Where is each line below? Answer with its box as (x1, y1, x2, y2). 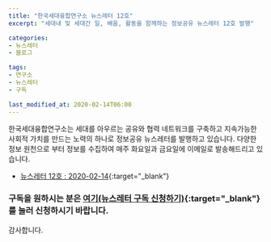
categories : (8, 34, 49, 42)
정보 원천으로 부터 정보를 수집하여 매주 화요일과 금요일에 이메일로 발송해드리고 (8, 144, 255, 153)
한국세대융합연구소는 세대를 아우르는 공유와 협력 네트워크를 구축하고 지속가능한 (8, 123, 257, 133)
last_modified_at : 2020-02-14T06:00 (8, 100, 132, 109)
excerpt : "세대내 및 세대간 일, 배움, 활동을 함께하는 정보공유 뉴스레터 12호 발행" (8, 19, 255, 27)
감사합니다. (8, 225, 44, 235)
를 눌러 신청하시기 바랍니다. (8, 205, 109, 216)
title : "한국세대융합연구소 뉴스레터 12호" (8, 11, 133, 20)
